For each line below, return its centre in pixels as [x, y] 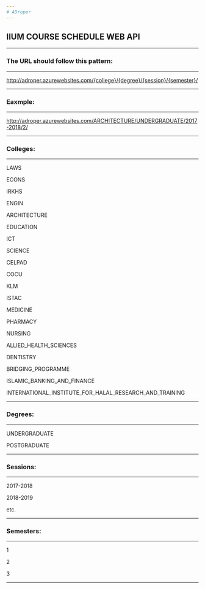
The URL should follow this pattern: [59, 61]
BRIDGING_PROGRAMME [38, 369]
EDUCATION [22, 227]
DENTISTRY [21, 357]
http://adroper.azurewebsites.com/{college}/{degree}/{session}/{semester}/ [102, 80]
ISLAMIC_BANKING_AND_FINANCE [51, 381]
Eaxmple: [20, 101]
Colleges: [21, 148]
